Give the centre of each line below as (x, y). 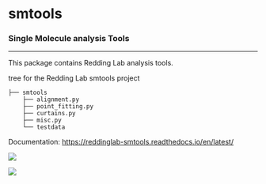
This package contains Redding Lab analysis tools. (91, 63)
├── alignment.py (51, 100)
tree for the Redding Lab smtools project (74, 78)
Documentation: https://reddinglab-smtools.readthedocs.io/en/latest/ (121, 142)
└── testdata (44, 127)
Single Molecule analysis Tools (69, 39)
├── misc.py (42, 120)
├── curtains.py (49, 114)
